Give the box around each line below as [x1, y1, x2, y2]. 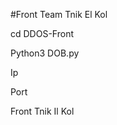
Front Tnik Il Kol [10, 105, 75, 117]
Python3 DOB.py [10, 47, 80, 59]
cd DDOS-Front [10, 28, 74, 39]
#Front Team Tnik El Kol [10, 9, 108, 20]
